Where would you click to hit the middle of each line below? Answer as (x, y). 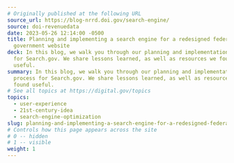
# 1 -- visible (29, 143)
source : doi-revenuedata (43, 26)
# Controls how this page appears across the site (82, 130)
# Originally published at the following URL (74, 14)
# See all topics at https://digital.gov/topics (79, 91)
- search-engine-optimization (57, 117)
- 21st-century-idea (43, 110)
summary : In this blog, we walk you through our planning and (99, 71)
